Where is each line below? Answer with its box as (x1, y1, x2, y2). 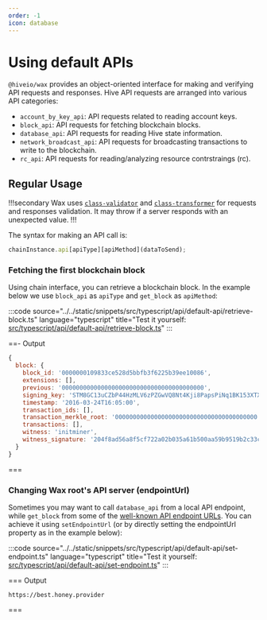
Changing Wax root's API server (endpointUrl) (8, 484, 190, 495)
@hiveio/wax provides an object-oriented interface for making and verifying (8, 79, 254, 89)
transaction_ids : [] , (22, 406, 94, 414)
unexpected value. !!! (8, 215, 77, 225)
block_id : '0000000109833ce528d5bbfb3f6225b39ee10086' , (22, 369, 212, 378)
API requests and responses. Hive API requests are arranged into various (8, 88, 248, 98)
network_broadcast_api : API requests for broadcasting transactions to (19, 137, 248, 147)
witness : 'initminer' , (22, 428, 98, 436)
